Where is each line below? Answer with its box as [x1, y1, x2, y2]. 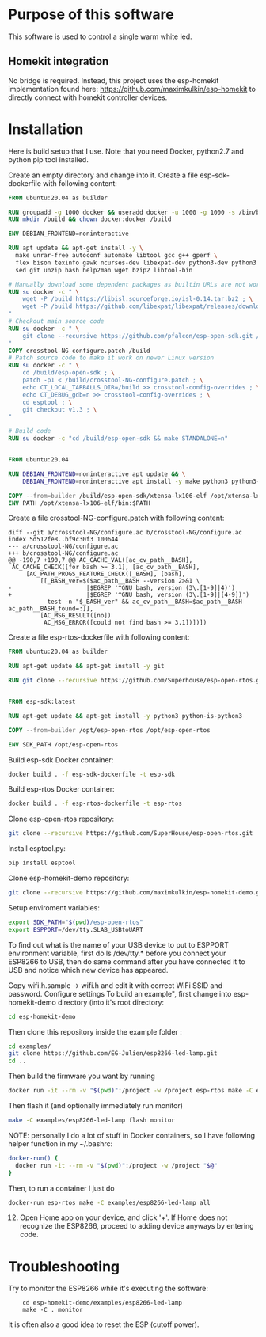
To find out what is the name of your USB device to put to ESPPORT [8, 940, 230, 949]
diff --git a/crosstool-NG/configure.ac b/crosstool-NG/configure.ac [8, 529, 243, 537]
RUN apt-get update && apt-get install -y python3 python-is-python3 [8, 712, 243, 720]
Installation [8, 120, 84, 138]
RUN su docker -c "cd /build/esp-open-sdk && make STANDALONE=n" [8, 435, 228, 443]
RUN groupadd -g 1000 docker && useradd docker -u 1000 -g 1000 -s [8, 208, 236, 216]
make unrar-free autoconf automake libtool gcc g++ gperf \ [15, 252, 218, 260]
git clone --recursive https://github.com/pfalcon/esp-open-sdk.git [22, 332, 253, 340]
